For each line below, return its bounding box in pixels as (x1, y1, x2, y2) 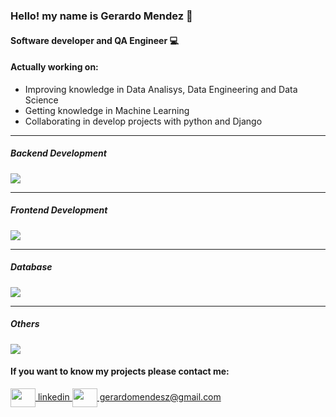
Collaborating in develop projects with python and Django (24, 115, 263, 127)
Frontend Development (10, 204, 108, 216)
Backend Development (10, 147, 107, 159)
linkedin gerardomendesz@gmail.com (37, 390, 222, 403)
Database (10, 261, 53, 273)
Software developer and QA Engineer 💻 (10, 34, 179, 46)
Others (10, 318, 40, 330)
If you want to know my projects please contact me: (10, 365, 230, 378)
